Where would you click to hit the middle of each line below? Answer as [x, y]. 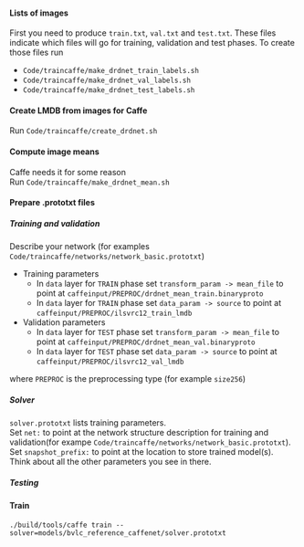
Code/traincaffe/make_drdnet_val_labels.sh [107, 81]
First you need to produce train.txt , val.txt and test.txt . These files [143, 33]
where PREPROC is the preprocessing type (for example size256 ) [128, 379]
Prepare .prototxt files [52, 203]
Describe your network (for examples [80, 247]
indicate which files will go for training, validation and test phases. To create [152, 43]
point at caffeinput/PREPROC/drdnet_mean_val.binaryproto [146, 342]
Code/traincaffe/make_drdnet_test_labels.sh [109, 90]
